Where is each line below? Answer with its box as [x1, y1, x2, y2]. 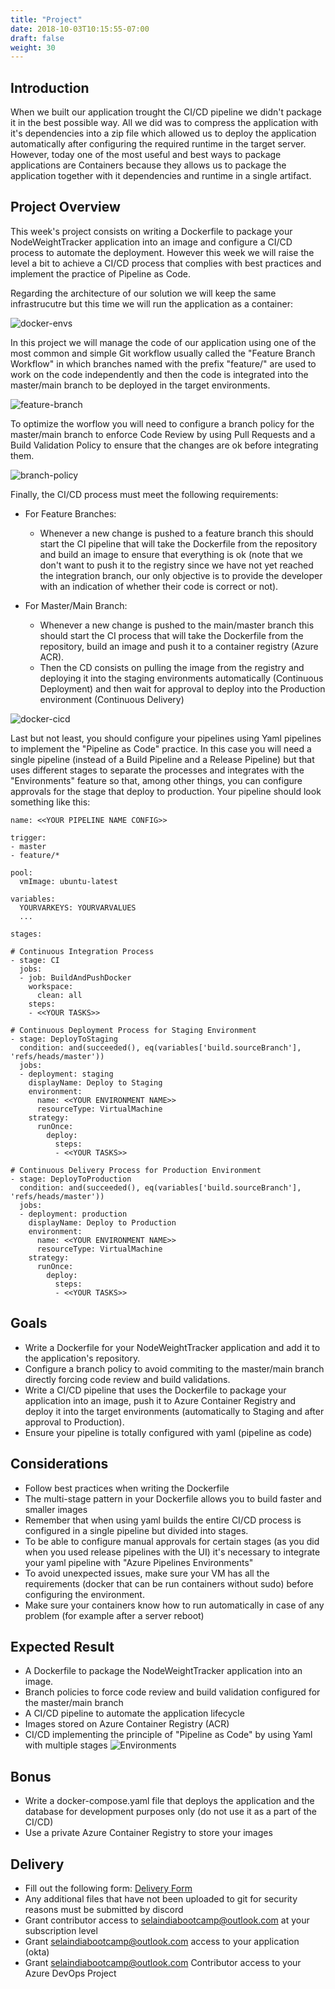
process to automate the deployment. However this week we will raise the [10, 246, 315, 258]
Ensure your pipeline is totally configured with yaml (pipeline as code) [24, 1426, 313, 1438]
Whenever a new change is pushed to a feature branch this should [39, 527, 314, 539]
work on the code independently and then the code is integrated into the [10, 368, 309, 380]
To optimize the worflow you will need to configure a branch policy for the [10, 417, 315, 430]
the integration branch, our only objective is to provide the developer [39, 569, 323, 581]
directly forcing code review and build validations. [24, 1373, 231, 1385]
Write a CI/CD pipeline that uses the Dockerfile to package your [24, 1384, 287, 1396]
